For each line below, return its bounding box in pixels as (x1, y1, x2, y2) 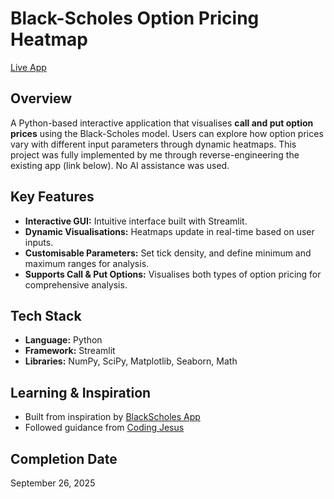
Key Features (10, 188, 95, 206)
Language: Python (24, 334, 103, 346)
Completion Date (10, 450, 118, 467)
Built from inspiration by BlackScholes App (24, 411, 201, 423)
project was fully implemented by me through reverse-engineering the (10, 148, 300, 161)
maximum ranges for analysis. (24, 257, 150, 269)
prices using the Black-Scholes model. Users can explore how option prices (10, 127, 324, 139)
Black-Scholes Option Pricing (10, 7, 260, 30)
